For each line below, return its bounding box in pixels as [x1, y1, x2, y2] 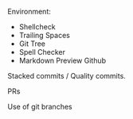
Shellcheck [18, 22, 57, 31]
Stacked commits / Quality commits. [7, 71, 127, 80]
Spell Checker [18, 48, 65, 56]
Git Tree [18, 39, 45, 48]
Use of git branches [7, 102, 72, 111]
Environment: [7, 7, 51, 16]
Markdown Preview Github [18, 56, 107, 65]
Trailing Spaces [18, 31, 71, 40]
